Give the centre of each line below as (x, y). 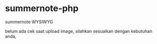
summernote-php (42, 8)
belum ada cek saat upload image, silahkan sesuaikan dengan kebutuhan (79, 31)
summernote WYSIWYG (29, 22)
